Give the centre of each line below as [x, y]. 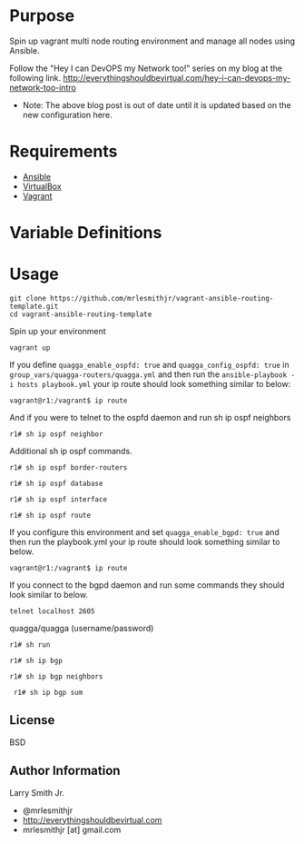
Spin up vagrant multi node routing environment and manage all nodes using [152, 41]
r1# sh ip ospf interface [58, 500]
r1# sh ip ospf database [56, 483]
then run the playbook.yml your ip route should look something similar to [145, 542]
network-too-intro [43, 87]
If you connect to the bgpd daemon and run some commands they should [147, 585]
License [32, 720]
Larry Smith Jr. [37, 792]
